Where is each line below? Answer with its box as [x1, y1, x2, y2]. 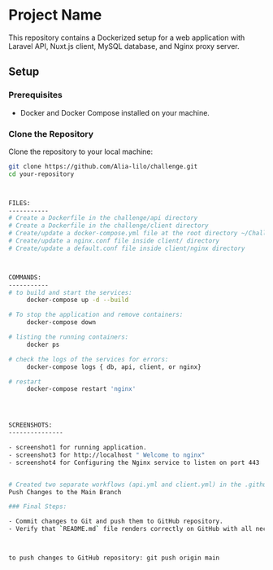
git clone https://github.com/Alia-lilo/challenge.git [8, 162, 198, 170]
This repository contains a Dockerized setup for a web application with [8, 33, 245, 42]
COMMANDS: [8, 273, 42, 282]
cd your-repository [8, 169, 75, 178]
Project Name [8, 6, 102, 24]
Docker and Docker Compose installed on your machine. [19, 107, 210, 117]
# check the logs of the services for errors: [8, 355, 169, 363]
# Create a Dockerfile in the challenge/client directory [8, 221, 209, 230]
